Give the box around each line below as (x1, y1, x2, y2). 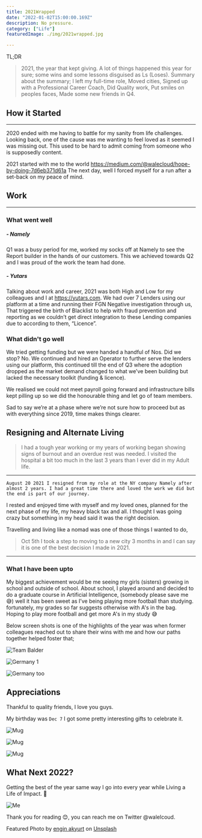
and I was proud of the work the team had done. (6, 259, 126, 266)
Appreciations (6, 687, 61, 698)
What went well (6, 215, 53, 224)
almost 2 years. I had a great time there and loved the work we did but (6, 485, 195, 491)
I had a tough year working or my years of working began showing (20, 444, 186, 451)
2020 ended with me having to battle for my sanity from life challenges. (6, 129, 183, 136)
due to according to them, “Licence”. (6, 320, 97, 327)
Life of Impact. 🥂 (6, 790, 47, 797)
